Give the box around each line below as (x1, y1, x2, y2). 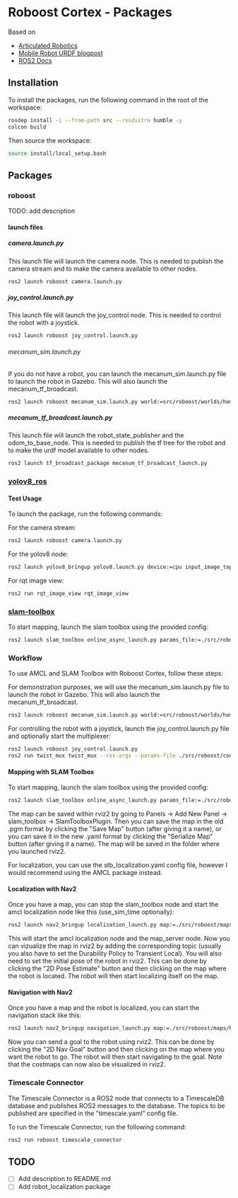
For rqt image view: (8, 577, 64, 585)
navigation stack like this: (8, 1011, 82, 1020)
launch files (8, 223, 44, 231)
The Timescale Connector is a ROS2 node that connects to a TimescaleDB (8, 1093, 225, 1103)
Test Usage (8, 494, 42, 503)
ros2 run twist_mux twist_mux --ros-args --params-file (8, 752, 176, 760)
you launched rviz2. (8, 847, 66, 856)
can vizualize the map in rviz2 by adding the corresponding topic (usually (8, 941, 222, 951)
